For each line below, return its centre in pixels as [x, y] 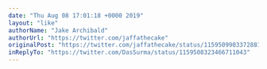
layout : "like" [33, 23]
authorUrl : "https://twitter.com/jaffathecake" [89, 38]
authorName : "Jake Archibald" [58, 30]
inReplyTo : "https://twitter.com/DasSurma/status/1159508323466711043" [129, 52]
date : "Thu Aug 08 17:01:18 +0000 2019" [76, 15]
